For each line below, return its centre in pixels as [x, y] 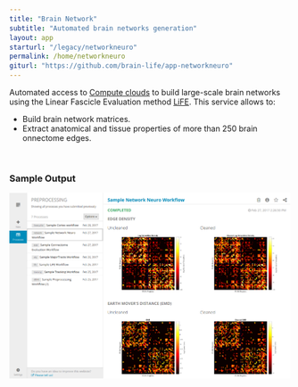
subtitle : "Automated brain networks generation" [103, 28]
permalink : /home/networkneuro [67, 57]
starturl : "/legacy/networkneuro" [74, 47]
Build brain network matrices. [76, 119]
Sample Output [42, 178]
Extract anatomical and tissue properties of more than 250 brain [140, 128]
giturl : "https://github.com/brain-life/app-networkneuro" [121, 66]
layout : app [31, 37]
